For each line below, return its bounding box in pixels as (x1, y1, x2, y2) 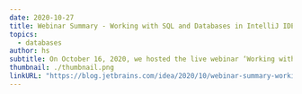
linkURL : (9, 72, 42, 81)
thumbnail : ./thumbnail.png (9, 64, 115, 73)
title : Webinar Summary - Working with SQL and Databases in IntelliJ (9, 21, 280, 30)
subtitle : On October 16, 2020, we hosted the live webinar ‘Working (9, 55, 276, 64)
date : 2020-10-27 (9, 13, 75, 22)
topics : (9, 30, 39, 38)
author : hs (9, 47, 50, 56)
